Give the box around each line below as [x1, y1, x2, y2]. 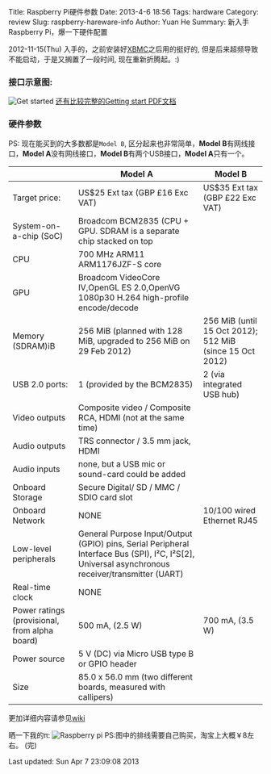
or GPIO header [77, 658, 137, 669]
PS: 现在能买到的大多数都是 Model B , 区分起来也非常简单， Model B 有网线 [8, 138, 248, 148]
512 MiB [202, 335, 236, 346]
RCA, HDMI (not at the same [77, 412, 185, 423]
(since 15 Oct [202, 345, 256, 357]
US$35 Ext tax [202, 182, 259, 193]
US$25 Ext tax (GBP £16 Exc [77, 186, 189, 198]
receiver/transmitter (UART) [77, 568, 184, 579]
